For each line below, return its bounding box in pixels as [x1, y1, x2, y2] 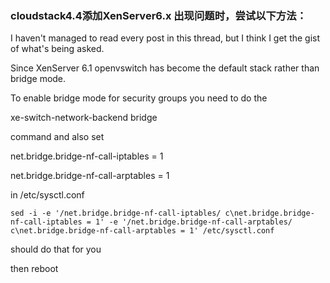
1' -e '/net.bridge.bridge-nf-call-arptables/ [95, 217, 293, 227]
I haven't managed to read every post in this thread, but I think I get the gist [10, 32, 321, 44]
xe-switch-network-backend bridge [10, 112, 158, 124]
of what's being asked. [10, 43, 105, 55]
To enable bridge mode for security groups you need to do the [10, 92, 268, 104]
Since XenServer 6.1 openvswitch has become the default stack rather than [10, 62, 320, 74]
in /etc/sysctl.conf [10, 189, 85, 201]
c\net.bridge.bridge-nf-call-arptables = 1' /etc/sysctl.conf [10, 226, 275, 236]
